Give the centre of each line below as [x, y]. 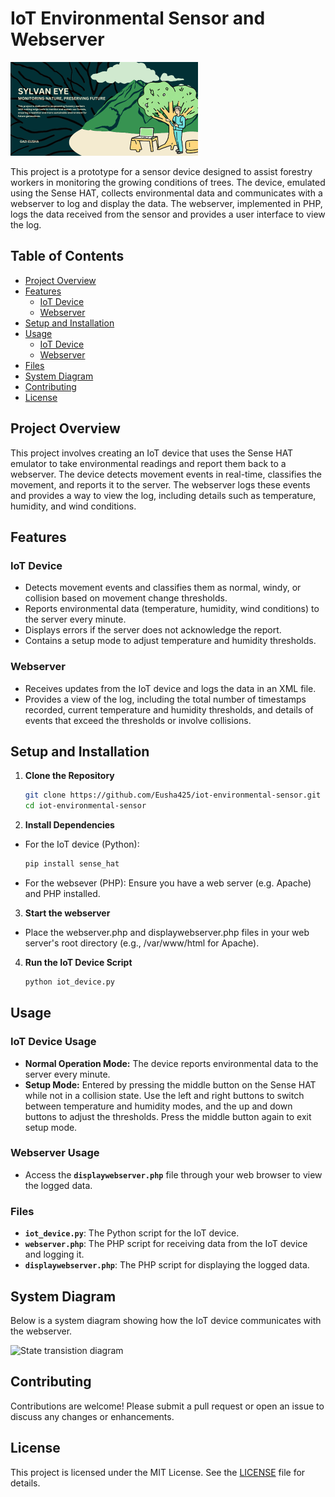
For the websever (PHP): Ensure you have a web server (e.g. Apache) [168, 883]
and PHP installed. [62, 893]
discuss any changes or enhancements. [92, 1416]
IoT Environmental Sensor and [138, 18]
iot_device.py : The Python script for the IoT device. [132, 1233]
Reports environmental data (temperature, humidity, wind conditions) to [172, 609]
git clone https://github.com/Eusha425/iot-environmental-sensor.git [173, 795]
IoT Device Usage [53, 1042]
